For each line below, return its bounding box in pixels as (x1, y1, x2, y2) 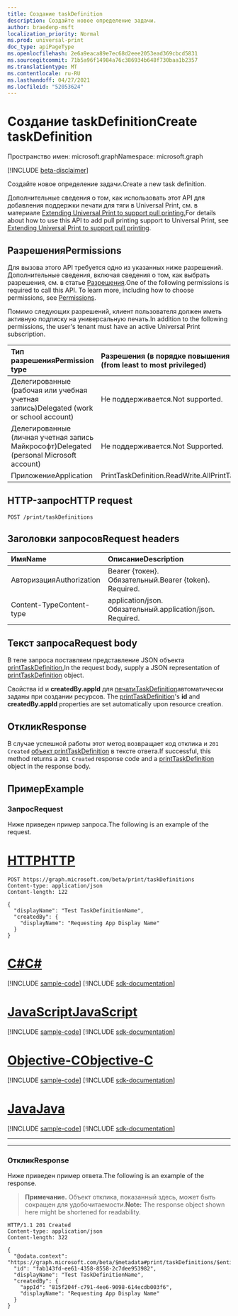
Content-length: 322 (7, 1234, 69, 1241)
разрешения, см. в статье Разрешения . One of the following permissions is (7, 279, 229, 286)
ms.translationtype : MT (7, 63, 78, 70)
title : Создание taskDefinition (7, 10, 103, 18)
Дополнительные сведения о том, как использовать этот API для (7, 193, 205, 203)
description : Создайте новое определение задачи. (7, 17, 157, 24)
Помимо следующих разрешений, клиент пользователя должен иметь (7, 307, 222, 315)
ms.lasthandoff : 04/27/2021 (7, 76, 91, 84)
